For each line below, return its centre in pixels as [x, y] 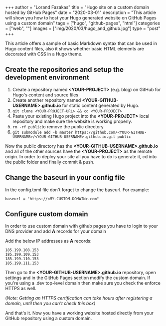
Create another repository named [47, 100]
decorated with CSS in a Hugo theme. [44, 54]
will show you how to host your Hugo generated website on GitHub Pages [81, 18]
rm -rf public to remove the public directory [58, 126]
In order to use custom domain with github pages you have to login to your [82, 226]
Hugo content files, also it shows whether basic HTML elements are [75, 49]
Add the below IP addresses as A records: [48, 241]
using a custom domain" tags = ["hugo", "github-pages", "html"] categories [83, 23]
